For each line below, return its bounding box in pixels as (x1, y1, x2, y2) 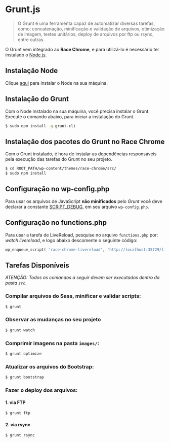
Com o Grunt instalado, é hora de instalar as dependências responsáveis (5, 151, 157, 157)
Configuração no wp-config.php (5, 185, 110, 193)
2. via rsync (5, 421, 30, 427)
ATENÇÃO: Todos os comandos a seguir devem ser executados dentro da (5, 275, 160, 281)
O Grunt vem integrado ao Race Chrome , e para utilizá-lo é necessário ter (5, 46, 159, 52)
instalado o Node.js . (5, 52, 47, 58)
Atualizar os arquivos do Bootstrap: (5, 363, 94, 370)
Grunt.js (5, 4, 40, 15)
